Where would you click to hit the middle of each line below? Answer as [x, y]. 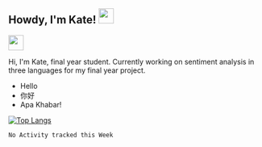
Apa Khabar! [41, 104]
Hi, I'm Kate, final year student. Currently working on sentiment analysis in [131, 61]
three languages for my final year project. [77, 70]
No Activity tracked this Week [61, 135]
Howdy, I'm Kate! [52, 20]
